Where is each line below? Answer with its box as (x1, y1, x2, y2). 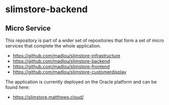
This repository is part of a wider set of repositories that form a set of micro (5, 37, 164, 43)
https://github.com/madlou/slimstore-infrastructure (12, 52, 120, 59)
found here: (5, 84, 30, 90)
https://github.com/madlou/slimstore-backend (12, 58, 110, 64)
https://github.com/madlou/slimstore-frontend (12, 64, 110, 69)
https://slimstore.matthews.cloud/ (12, 94, 84, 100)
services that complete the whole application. (5, 43, 101, 49)
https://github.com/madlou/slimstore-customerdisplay (12, 69, 127, 75)
